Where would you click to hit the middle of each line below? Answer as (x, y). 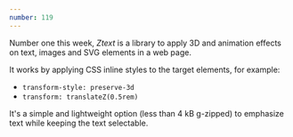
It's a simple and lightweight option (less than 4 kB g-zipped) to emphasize (147, 113)
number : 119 (31, 17)
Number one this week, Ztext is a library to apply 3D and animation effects (146, 43)
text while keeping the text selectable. (79, 123)
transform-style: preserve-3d (78, 87)
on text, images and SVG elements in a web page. (100, 52)
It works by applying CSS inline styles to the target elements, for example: (145, 69)
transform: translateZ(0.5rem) (80, 97)
